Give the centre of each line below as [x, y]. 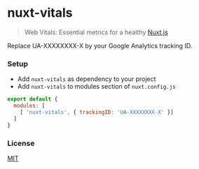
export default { [33, 99]
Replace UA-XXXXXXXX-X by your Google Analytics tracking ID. [100, 45]
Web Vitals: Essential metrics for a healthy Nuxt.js [96, 32]
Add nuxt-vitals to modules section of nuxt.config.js [97, 87]
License [21, 143]
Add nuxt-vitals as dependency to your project [87, 79]
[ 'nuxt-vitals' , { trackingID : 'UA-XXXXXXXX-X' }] [97, 112]
